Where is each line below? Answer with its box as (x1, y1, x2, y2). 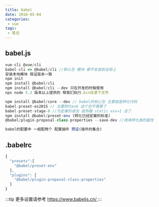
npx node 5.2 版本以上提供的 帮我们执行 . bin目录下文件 (5, 90, 109, 95)
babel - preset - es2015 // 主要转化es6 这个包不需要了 (5, 103, 107, 109)
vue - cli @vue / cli (5, 62, 41, 67)
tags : (5, 26, 16, 31)
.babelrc (5, 140, 32, 149)
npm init (5, 76, 23, 81)
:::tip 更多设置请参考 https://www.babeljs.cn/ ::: (5, 196, 102, 202)
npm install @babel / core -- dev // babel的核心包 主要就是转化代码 (5, 99, 137, 104)
